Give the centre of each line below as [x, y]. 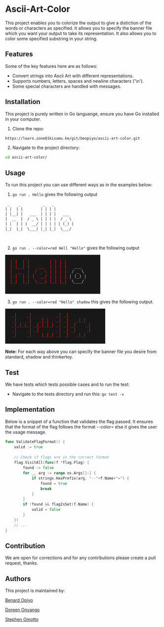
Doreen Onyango [22, 610]
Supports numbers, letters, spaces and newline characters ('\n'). [78, 81]
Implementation [30, 410]
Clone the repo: [28, 129]
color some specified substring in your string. [51, 39]
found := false [39, 468]
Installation [23, 102]
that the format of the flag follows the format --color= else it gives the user [81, 426]
